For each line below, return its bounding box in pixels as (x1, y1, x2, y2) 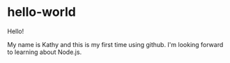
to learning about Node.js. (7, 48, 82, 56)
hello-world (7, 4, 77, 20)
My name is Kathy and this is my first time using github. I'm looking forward (7, 40, 224, 48)
